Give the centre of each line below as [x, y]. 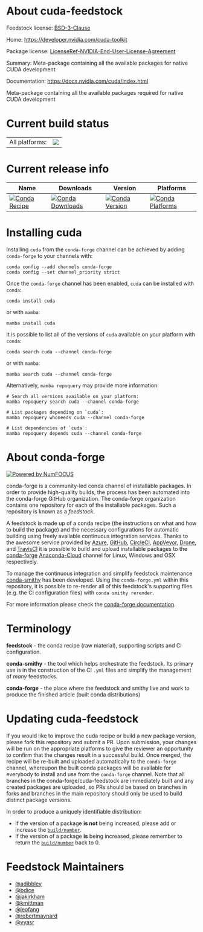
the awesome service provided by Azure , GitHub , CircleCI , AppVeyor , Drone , [101, 542]
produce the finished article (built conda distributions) [73, 694]
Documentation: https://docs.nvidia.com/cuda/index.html [77, 81]
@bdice [25, 890]
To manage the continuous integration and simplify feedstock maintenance [99, 573]
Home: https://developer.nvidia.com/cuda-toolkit [67, 39]
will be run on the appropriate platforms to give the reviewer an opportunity [100, 748]
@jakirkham [30, 896]
